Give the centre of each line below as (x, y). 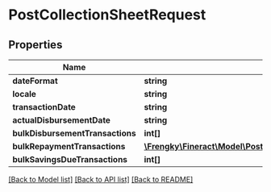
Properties (35, 45)
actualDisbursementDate (62, 120)
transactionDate (44, 107)
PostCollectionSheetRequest (107, 15)
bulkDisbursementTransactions (74, 133)
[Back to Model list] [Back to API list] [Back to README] (101, 179)
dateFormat (35, 81)
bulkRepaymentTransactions (69, 146)
